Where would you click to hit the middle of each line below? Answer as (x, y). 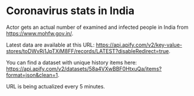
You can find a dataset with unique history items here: (72, 62)
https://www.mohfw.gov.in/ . (40, 33)
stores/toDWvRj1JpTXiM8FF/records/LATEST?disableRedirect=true (88, 51)
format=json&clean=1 (32, 75)
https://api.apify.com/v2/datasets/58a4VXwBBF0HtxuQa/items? (84, 68)
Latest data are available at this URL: (50, 45)
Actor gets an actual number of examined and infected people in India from (97, 27)
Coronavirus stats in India (70, 11)
